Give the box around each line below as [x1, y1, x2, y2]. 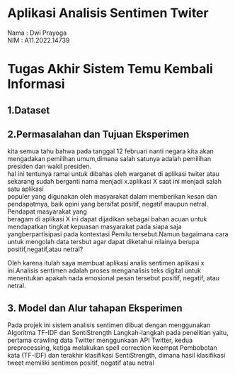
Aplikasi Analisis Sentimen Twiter [7, 5, 209, 21]
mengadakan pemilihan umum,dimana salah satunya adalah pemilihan [7, 155, 211, 163]
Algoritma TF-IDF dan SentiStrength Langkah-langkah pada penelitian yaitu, [7, 329, 229, 337]
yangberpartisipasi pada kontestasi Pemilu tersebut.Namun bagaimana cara [7, 230, 229, 238]
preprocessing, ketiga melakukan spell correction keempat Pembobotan [7, 343, 217, 352]
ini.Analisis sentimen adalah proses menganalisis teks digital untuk [7, 266, 202, 275]
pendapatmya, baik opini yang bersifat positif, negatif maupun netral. [7, 200, 209, 209]
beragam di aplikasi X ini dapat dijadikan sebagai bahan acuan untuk [7, 215, 207, 224]
